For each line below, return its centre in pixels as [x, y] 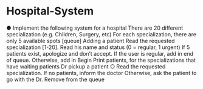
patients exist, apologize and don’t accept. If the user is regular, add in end [100, 53]
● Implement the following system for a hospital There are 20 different [95, 28]
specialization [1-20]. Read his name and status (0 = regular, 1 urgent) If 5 [98, 47]
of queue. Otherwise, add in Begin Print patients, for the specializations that [101, 60]
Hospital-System [50, 11]
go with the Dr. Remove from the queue [56, 79]
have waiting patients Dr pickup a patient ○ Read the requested [86, 66]
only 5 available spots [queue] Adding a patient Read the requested [91, 41]
